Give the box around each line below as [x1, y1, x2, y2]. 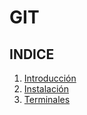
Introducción [23, 72, 77, 84]
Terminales [23, 94, 71, 105]
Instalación [23, 83, 70, 95]
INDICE [9, 46, 55, 63]
